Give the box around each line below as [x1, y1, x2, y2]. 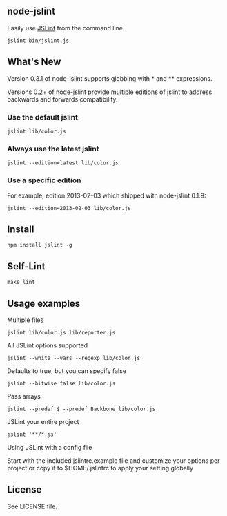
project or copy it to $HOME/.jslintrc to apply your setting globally [7, 464, 193, 472]
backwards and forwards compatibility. [7, 95, 119, 103]
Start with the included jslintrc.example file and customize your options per [7, 456, 220, 465]
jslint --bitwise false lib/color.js [7, 380, 116, 387]
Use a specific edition [7, 175, 81, 185]
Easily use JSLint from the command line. [7, 23, 125, 32]
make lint [7, 279, 36, 286]
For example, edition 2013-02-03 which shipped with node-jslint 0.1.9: [7, 191, 206, 200]
